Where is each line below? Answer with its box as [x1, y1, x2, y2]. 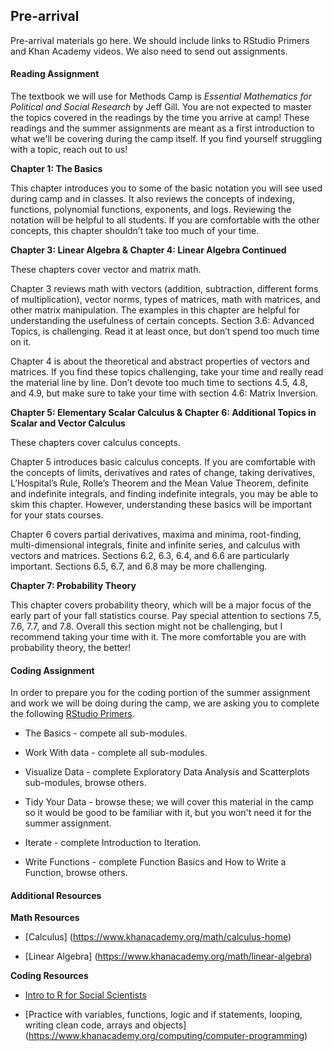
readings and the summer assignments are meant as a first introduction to [10, 122, 315, 134]
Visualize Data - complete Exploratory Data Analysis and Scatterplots [24, 766, 310, 778]
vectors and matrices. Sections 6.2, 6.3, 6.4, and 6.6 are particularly [10, 550, 290, 562]
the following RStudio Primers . [10, 708, 135, 720]
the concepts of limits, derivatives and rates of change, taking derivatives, [10, 467, 316, 479]
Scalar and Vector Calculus [10, 417, 126, 429]
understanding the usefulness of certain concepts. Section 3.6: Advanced [10, 315, 315, 327]
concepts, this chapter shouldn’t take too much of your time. [10, 225, 260, 237]
